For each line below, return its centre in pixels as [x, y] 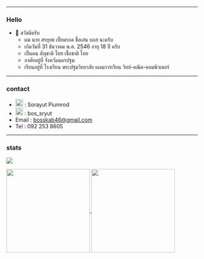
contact [18, 89]
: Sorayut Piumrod [47, 105]
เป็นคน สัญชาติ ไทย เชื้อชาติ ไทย [56, 54]
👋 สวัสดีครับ [27, 33]
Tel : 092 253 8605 [39, 126]
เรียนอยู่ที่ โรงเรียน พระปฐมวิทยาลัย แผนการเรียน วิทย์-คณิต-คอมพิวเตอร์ [97, 67]
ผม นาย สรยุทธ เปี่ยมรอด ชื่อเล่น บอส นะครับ [69, 40]
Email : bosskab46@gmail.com [54, 120]
